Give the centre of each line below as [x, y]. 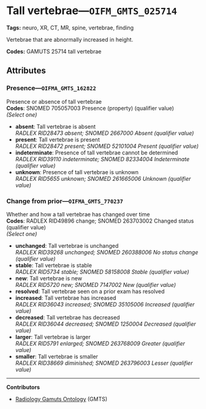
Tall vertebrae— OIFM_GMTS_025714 [92, 11]
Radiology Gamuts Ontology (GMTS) [61, 399]
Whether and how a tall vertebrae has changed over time [78, 214]
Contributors [23, 387]
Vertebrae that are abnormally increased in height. [70, 39]
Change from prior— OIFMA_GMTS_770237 [65, 201]
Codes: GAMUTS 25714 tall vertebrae [54, 51]
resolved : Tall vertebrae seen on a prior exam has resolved [90, 291]
